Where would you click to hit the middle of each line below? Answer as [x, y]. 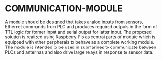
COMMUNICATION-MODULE [64, 8]
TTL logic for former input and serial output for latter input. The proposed [78, 32]
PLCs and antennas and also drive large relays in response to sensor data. [79, 52]
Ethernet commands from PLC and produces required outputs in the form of [81, 26]
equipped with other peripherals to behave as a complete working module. [80, 42]
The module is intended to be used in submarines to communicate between [81, 47]
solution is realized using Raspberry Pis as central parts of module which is [80, 37]
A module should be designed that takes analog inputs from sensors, [74, 22]
